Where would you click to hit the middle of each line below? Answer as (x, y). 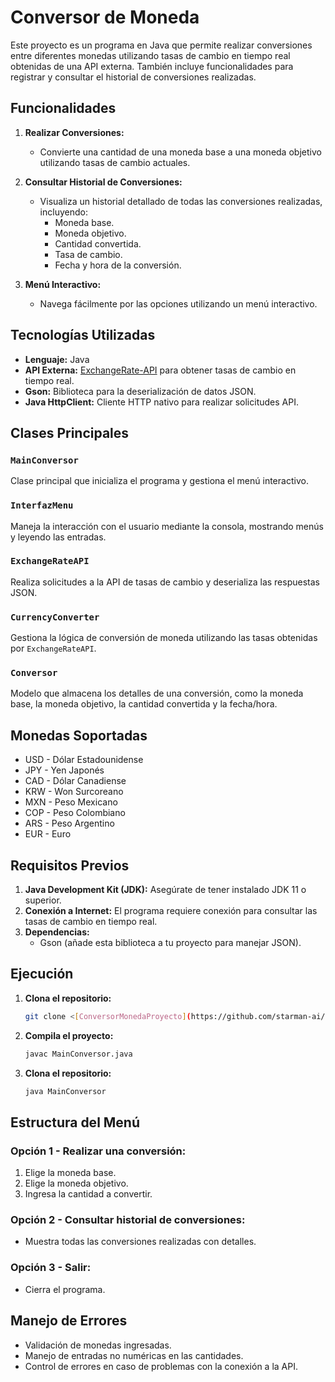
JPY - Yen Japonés (64, 770)
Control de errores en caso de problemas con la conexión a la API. (161, 1366)
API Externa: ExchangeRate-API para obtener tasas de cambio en (160, 370)
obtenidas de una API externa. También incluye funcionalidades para (152, 66)
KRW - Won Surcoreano (74, 792)
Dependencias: (57, 932)
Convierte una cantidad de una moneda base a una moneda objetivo (180, 152)
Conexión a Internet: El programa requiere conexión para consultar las (171, 911)
